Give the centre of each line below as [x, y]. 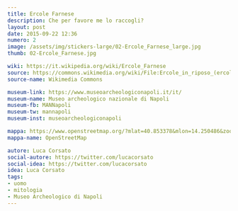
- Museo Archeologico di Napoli [55, 196]
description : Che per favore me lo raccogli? [75, 21]
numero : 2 [22, 40]
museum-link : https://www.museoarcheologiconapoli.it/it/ [95, 92]
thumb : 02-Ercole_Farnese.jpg [52, 54]
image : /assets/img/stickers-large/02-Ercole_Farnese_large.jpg [104, 47]
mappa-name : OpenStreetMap [47, 138]
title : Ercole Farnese [41, 14]
